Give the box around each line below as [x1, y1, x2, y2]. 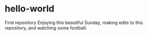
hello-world [5, 3, 55, 14]
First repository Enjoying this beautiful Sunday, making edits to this [5, 19, 143, 25]
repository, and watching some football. [5, 24, 88, 30]
